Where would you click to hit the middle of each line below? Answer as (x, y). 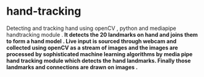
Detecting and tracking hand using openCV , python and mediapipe (91, 28)
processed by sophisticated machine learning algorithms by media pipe (100, 54)
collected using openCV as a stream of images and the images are (92, 48)
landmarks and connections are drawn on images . (72, 67)
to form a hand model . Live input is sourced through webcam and (91, 41)
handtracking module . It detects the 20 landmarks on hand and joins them (102, 34)
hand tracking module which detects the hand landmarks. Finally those (99, 61)
